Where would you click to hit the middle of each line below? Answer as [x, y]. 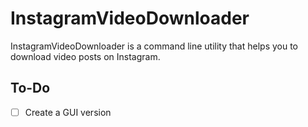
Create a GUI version [68, 112]
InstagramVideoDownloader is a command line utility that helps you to [154, 46]
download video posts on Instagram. [85, 56]
